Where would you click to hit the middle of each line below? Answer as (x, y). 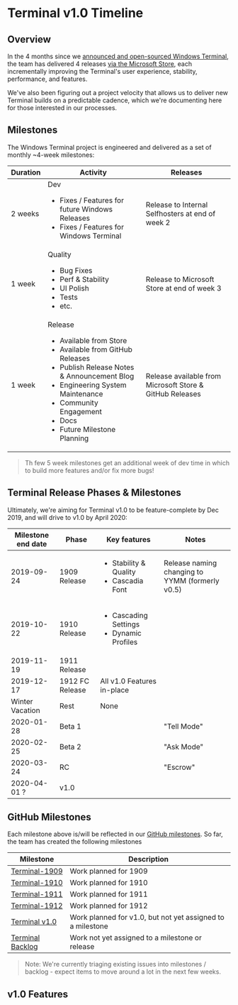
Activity (93, 172)
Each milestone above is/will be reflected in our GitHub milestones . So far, (115, 834)
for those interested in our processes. (62, 108)
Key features (128, 539)
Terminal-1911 (37, 894)
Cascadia (128, 580)
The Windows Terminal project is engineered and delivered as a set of (109, 147)
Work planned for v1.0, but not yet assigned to (147, 918)
